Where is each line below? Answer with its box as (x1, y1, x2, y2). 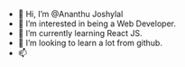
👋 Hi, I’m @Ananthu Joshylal (17, 9, 124, 19)
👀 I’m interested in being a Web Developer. (17, 18, 176, 29)
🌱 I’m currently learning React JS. (17, 28, 143, 38)
